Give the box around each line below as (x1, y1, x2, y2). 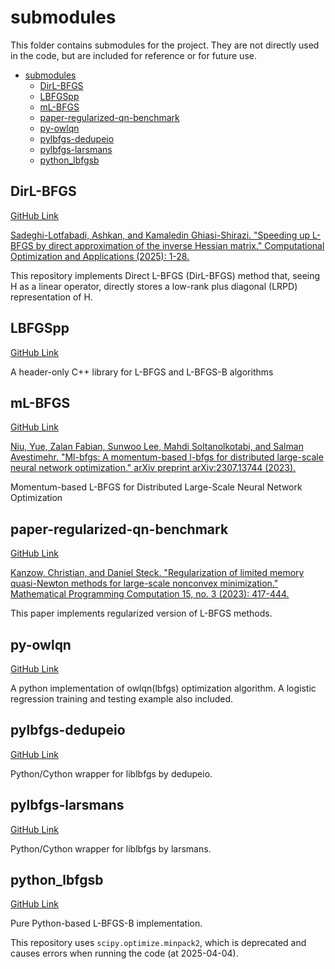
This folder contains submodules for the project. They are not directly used (10, 39, 320, 51)
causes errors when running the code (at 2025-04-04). (10, 947, 239, 960)
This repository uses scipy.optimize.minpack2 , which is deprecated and (10, 937, 307, 949)
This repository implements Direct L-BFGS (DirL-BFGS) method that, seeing (10, 269, 321, 281)
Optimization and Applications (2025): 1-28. (10, 250, 190, 262)
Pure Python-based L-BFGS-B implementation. (10, 917, 203, 930)
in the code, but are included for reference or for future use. (10, 49, 257, 61)
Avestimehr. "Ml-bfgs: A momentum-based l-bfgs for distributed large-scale (10, 451, 324, 463)
